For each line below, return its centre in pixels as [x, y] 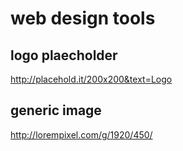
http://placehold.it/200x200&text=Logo [91, 79]
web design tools [83, 18]
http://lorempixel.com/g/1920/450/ [81, 134]
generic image [56, 110]
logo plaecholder [64, 55]
